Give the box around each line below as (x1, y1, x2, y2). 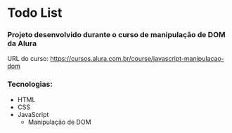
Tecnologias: (7, 79, 53, 89)
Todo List (7, 5, 63, 21)
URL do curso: (7, 55, 49, 63)
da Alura (7, 38, 37, 48)
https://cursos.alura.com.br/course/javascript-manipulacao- (50, 55, 225, 63)
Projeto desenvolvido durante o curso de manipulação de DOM (7, 30, 226, 40)
